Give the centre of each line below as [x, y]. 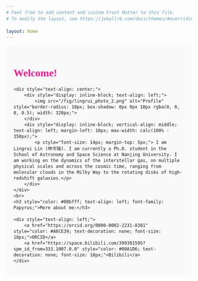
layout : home [22, 31]
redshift [24, 178]
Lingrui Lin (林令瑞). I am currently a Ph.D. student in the [90, 149]
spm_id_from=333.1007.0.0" [47, 249]
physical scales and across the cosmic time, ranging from [88, 166]
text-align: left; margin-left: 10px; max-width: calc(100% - [92, 131]
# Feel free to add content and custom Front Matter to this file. [91, 12]
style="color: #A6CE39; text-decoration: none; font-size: [88, 231]
